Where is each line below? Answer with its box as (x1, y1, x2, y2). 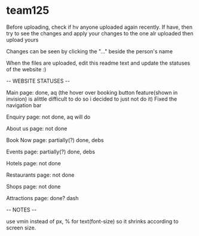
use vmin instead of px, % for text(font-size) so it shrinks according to (6, 217, 179, 225)
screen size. (6, 224, 36, 231)
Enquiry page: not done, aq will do (6, 113, 91, 120)
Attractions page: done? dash (6, 194, 79, 201)
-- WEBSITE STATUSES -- (6, 77, 71, 84)
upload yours (6, 36, 39, 43)
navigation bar (6, 101, 42, 108)
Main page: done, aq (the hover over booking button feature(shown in (6, 89, 178, 96)
